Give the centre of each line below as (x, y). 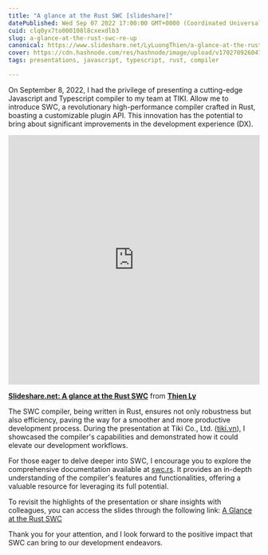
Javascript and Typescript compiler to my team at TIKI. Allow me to (118, 98)
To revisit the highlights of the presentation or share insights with (115, 501)
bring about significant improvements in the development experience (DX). (131, 124)
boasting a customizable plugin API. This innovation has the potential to (126, 115)
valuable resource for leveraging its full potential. (89, 486)
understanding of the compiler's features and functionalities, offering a (124, 478)
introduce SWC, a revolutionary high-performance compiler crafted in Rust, (132, 107)
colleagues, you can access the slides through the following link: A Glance (130, 510)
